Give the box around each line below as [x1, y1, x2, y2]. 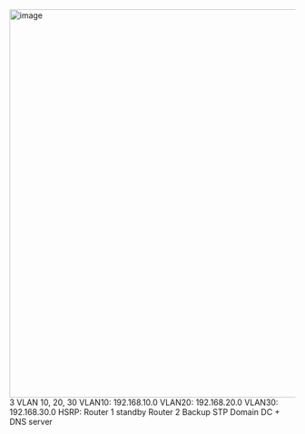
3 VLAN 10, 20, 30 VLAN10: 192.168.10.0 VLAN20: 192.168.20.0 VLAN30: [9, 397, 279, 408]
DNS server [9, 417, 53, 427]
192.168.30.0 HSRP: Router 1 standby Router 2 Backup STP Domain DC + [9, 407, 280, 417]
